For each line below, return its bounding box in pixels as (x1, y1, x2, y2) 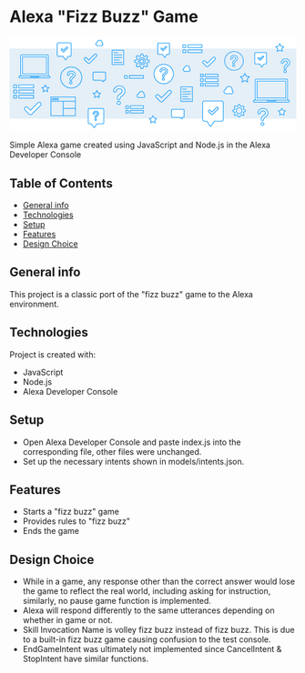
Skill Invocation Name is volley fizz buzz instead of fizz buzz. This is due (22, 625, 295, 636)
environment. (9, 298, 59, 309)
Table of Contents (9, 176, 114, 191)
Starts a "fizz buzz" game (22, 507, 120, 517)
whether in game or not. (22, 615, 114, 626)
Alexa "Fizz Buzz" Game (9, 6, 198, 27)
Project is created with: (9, 348, 97, 360)
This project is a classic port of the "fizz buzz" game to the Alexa (9, 288, 253, 299)
